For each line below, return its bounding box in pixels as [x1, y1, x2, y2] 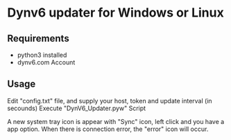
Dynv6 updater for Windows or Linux [7, 5, 224, 21]
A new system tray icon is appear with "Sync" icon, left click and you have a [7, 117, 225, 125]
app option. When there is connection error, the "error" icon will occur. [7, 125, 209, 133]
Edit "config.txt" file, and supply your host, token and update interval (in [7, 96, 213, 105]
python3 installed [17, 51, 67, 59]
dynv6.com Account [17, 58, 76, 67]
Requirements [7, 33, 69, 44]
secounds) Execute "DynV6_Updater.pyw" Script [7, 104, 146, 112]
